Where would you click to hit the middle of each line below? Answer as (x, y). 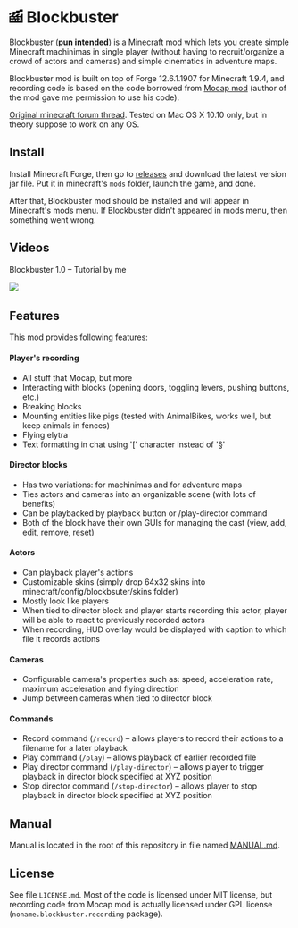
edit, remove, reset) (58, 532)
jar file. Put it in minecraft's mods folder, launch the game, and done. (132, 183)
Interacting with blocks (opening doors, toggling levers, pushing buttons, (156, 387)
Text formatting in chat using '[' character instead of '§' (124, 444)
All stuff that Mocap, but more (77, 377)
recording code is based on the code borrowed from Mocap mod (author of (148, 88)
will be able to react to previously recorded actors (113, 620)
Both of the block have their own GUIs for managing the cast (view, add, (154, 522)
